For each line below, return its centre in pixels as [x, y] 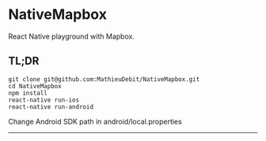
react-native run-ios [44, 100]
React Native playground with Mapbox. [71, 36]
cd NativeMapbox [35, 86]
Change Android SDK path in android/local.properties [95, 121]
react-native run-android [51, 107]
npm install [28, 93]
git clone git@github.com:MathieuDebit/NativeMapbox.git [104, 79]
